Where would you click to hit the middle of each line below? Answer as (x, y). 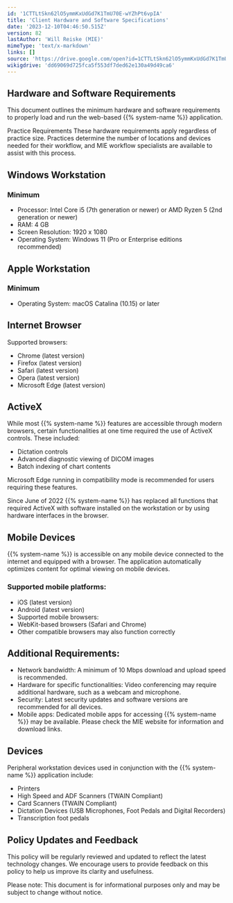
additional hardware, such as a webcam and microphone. (99, 693)
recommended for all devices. (60, 707)
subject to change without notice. (55, 892)
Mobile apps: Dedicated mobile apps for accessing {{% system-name (116, 714)
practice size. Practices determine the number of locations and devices (109, 138)
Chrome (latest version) (51, 356)
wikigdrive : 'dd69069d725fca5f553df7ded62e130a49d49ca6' (91, 65)
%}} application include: (59, 775)
